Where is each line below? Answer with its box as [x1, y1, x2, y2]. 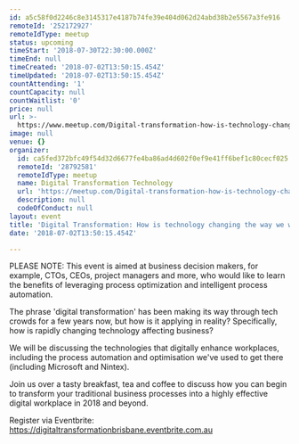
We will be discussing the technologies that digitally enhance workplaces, [9, 342, 280, 353]
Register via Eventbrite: [9, 415, 95, 426]
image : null [9, 129, 53, 138]
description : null [17, 195, 86, 205]
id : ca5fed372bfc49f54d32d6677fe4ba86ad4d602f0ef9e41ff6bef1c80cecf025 [17, 153, 289, 163]
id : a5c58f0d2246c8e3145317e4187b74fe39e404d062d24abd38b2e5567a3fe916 [9, 12, 280, 22]
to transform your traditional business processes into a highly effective [9, 389, 269, 399]
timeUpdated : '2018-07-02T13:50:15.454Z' [9, 71, 166, 80]
